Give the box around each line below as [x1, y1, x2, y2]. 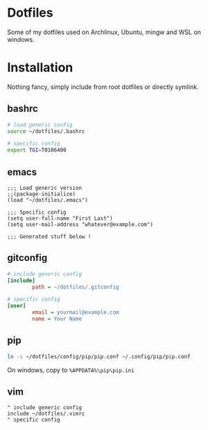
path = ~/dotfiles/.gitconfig [32, 283, 119, 290]
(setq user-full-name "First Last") [7, 215, 113, 222]
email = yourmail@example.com [32, 309, 119, 316]
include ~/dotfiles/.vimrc [7, 411, 85, 417]
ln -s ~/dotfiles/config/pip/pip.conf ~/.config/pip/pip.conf [7, 353, 191, 360]
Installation [7, 60, 73, 76]
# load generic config [7, 121, 73, 128]
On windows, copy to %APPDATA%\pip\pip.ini [7, 365, 135, 374]
